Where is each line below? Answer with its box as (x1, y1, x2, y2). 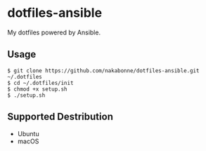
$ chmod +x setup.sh (7, 86, 68, 93)
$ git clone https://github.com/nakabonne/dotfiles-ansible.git (7, 67, 200, 74)
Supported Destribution (7, 111, 114, 123)
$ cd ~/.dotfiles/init (7, 79, 74, 86)
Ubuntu (17, 129, 40, 138)
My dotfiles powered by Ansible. (7, 28, 101, 37)
